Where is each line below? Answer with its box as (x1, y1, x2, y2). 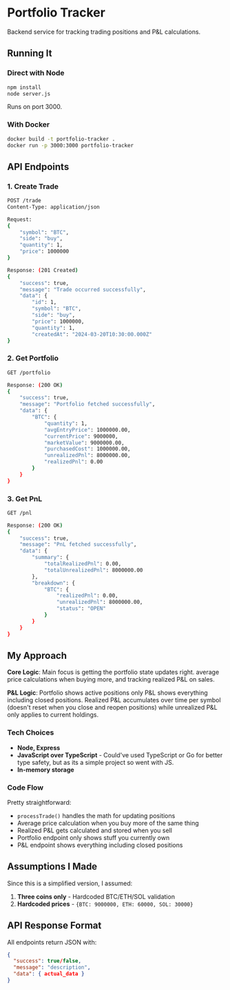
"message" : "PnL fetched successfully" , (19, 541, 137, 548)
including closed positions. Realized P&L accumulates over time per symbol (7, 696, 222, 704)
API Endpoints (7, 160, 70, 173)
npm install (7, 84, 41, 91)
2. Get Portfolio (7, 353, 59, 363)
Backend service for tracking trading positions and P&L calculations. (7, 28, 201, 36)
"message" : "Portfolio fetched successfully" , (19, 401, 156, 408)
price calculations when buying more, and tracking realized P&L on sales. (7, 675, 215, 684)
